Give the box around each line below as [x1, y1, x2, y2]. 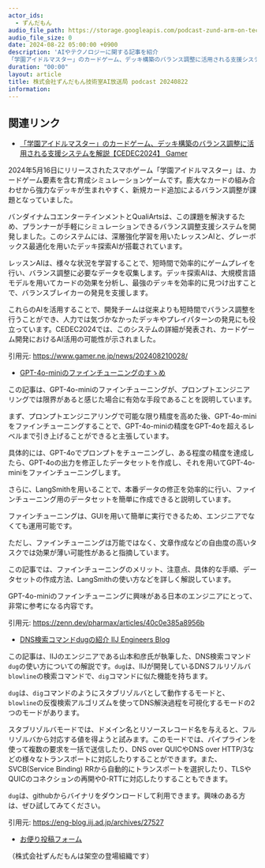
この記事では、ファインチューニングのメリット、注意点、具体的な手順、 [8, 564, 243, 574]
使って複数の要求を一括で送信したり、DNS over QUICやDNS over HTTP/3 [8, 745, 248, 754]
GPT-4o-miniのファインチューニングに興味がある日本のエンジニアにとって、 [8, 591, 257, 601]
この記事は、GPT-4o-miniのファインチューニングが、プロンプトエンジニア [8, 385, 251, 394]
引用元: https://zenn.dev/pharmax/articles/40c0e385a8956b [8, 618, 205, 628]
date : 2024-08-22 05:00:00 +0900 [8, 41, 118, 49]
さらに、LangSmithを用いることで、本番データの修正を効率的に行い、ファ [8, 485, 250, 494]
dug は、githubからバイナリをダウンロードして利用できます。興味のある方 [8, 791, 246, 801]
